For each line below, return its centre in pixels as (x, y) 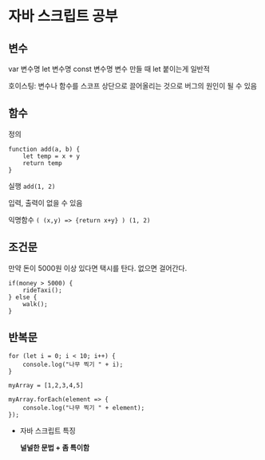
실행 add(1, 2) (32, 186)
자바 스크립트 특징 (47, 431)
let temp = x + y (51, 156)
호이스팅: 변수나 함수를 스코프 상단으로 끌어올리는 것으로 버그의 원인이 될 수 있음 (133, 86)
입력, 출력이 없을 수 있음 (45, 202)
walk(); (35, 304)
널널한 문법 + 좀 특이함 (55, 448)
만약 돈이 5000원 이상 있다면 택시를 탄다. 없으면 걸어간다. (98, 268)
